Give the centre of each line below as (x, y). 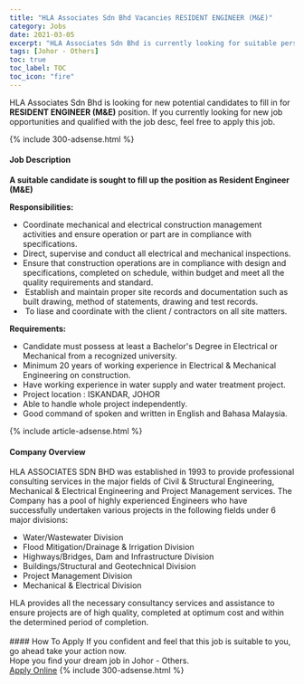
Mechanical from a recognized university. (100, 356)
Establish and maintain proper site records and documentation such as (157, 291)
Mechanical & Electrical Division (82, 585)
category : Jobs (38, 26)
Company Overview (47, 451)
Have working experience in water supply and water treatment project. (154, 385)
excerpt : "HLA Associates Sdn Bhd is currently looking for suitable (143, 43)
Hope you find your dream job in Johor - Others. (100, 660)
